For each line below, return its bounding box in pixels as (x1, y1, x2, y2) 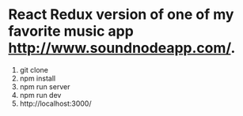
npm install (19, 73, 56, 83)
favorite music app (8, 22, 135, 40)
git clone (19, 65, 49, 74)
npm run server (19, 81, 70, 92)
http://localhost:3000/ (19, 99, 92, 108)
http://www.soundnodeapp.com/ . (8, 39, 236, 57)
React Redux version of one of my (8, 6, 234, 24)
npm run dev (19, 90, 62, 99)
